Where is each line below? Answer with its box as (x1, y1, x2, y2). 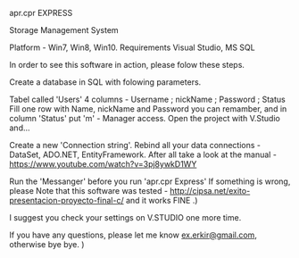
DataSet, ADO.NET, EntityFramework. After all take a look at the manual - (9, 149, 277, 160)
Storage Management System (9, 25, 119, 35)
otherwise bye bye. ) (9, 239, 85, 249)
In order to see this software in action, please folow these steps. (9, 60, 245, 70)
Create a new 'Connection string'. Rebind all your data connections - (9, 140, 262, 150)
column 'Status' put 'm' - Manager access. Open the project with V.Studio (9, 113, 281, 123)
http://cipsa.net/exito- (169, 186, 251, 196)
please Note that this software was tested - (9, 186, 168, 196)
